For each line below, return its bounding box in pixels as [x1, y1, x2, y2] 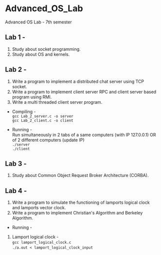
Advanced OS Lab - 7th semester [5, 19, 72, 25]
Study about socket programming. [12, 46, 81, 52]
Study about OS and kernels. [12, 51, 70, 57]
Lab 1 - [5, 33, 26, 41]
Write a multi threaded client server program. [12, 99, 103, 105]
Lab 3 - [5, 159, 27, 168]
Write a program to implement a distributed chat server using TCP [12, 78, 144, 84]
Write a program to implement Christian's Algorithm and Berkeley [12, 210, 143, 216]
